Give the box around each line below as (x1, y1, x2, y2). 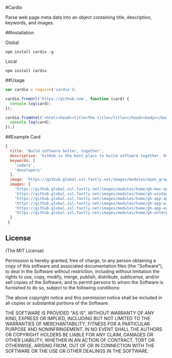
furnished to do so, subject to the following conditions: (5, 284, 120, 290)
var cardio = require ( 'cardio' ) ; (5, 87, 77, 92)
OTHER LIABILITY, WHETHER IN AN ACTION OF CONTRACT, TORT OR (5, 337, 155, 343)
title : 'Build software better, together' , (10, 148, 104, 153)
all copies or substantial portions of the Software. (5, 300, 109, 306)
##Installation (5, 30, 34, 35)
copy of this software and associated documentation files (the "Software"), (5, 263, 164, 269)
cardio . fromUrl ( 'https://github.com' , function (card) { (5, 96, 130, 101)
